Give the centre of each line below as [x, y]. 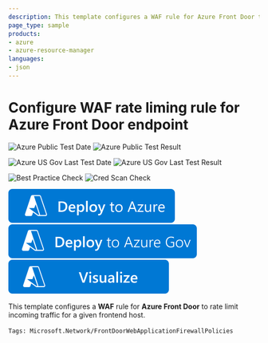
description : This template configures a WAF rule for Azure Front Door [132, 17]
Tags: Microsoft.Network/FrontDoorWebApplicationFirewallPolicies [121, 331]
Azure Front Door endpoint [99, 125]
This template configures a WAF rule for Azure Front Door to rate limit [123, 306]
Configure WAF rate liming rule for [124, 108]
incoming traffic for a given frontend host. [77, 314]
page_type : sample [39, 25]
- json [19, 68]
